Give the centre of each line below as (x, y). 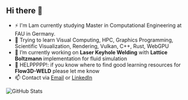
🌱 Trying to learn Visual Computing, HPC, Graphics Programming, (94, 40)
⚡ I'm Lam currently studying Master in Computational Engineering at (98, 25)
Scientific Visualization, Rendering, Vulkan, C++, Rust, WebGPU (92, 46)
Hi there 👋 (24, 11)
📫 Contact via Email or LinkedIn (53, 77)
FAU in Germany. (35, 33)
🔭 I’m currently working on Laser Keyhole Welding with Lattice (91, 52)
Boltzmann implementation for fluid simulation (71, 58)
